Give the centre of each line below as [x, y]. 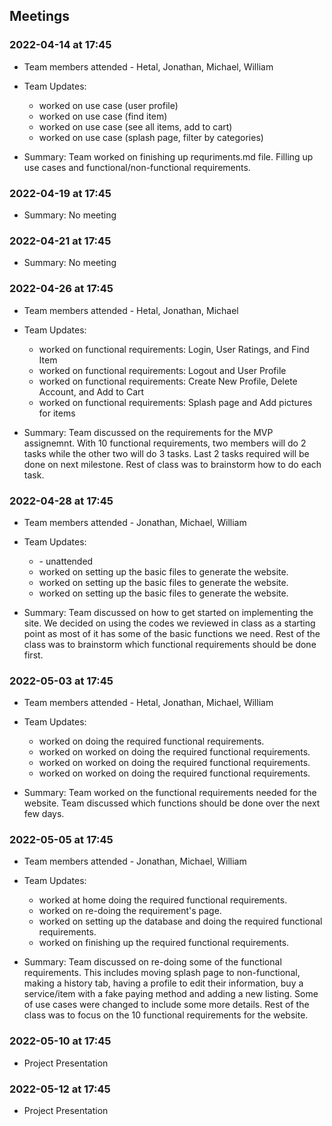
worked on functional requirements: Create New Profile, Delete [168, 381]
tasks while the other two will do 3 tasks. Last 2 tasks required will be [166, 453]
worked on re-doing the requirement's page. [130, 911]
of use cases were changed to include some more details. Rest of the [166, 1005]
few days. [44, 814]
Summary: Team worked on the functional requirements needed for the [170, 793]
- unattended [66, 561]
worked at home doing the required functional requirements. [163, 900]
